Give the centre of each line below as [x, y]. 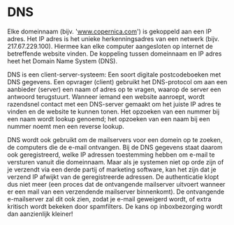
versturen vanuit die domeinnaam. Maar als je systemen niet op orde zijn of [116, 162]
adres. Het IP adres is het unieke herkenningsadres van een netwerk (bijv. [114, 38]
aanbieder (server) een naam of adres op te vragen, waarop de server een [114, 89]
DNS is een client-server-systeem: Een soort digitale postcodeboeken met [114, 75]
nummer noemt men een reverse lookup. [66, 126]
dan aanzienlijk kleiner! [40, 214]
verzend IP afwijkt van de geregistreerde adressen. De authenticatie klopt [113, 177]
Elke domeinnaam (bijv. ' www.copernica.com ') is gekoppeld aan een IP [109, 31]
